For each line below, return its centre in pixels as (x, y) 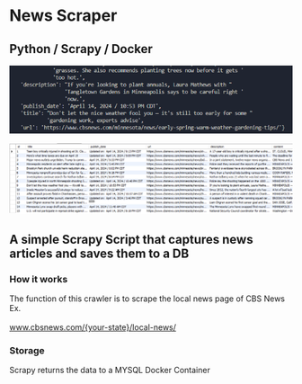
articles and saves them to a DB (99, 253)
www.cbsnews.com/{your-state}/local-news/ (93, 327)
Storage (27, 351)
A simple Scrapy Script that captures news (131, 239)
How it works (39, 279)
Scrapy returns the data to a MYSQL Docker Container (110, 371)
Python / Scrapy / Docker (81, 49)
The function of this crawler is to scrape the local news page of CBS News (147, 299)
